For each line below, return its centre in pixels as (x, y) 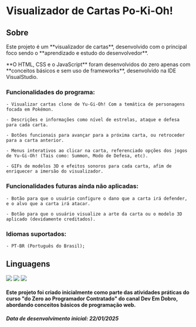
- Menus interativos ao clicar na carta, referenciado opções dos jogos (97, 151)
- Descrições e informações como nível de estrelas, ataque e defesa (93, 120)
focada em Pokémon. (30, 110)
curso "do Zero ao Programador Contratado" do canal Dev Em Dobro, (92, 299)
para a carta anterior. (35, 141)
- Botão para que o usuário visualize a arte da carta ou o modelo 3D (94, 214)
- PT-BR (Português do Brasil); (45, 246)
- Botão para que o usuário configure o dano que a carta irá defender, (97, 199)
